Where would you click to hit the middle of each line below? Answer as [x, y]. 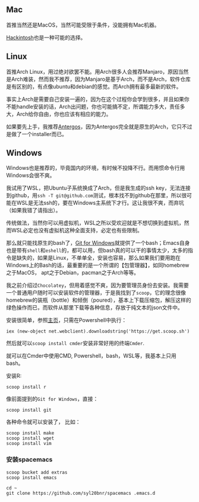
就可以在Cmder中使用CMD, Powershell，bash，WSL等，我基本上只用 [91, 356]
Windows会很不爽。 [31, 175]
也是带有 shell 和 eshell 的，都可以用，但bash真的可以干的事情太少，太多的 [97, 250]
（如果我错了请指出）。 [34, 210]
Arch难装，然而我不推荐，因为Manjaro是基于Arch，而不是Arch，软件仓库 [101, 79]
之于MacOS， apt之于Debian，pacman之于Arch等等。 [73, 273]
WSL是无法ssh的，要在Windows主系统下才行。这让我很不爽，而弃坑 [100, 203]
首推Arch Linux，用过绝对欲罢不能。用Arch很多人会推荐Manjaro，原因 [92, 71]
